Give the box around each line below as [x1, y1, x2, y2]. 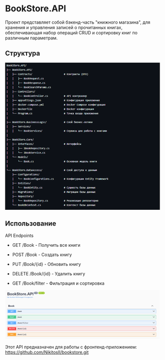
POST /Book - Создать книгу [12, 252, 72, 258]
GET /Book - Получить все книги [12, 242, 81, 248]
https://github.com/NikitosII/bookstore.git [5, 349, 89, 355]
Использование [5, 220, 56, 228]
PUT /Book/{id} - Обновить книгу [12, 261, 81, 267]
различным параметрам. [5, 35, 58, 41]
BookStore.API [5, 3, 66, 14]
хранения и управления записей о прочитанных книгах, [5, 24, 123, 30]
